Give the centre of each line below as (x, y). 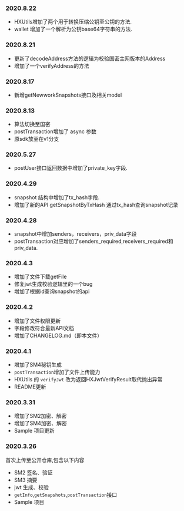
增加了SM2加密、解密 (40, 416)
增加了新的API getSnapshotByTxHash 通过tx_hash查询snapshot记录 (96, 205)
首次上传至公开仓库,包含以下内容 (45, 460)
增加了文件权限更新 (37, 321)
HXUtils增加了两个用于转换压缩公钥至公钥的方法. (73, 22)
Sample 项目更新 (34, 431)
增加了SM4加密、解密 (40, 423)
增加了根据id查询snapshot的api (52, 291)
